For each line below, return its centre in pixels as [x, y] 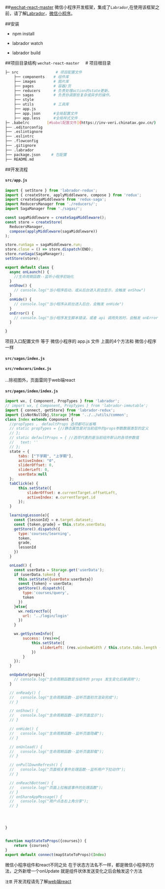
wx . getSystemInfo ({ [34, 634]
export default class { [29, 267]
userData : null [33, 474]
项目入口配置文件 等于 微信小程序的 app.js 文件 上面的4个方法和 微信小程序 [81, 341]
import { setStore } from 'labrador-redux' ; [51, 190]
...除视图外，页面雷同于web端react [40, 380]
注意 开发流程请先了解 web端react [38, 881]
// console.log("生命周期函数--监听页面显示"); [57, 716]
